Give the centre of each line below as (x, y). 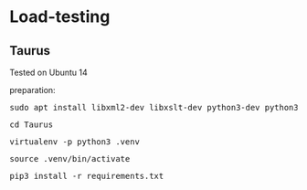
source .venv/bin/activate (70, 158)
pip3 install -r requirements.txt (87, 176)
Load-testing (60, 17)
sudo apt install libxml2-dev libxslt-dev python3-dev (135, 107)
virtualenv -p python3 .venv (74, 142)
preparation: (33, 90)
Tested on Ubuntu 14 (49, 72)
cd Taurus (31, 125)
